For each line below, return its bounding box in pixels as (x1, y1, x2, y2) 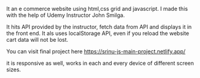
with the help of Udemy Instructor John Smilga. (6, 11, 125, 19)
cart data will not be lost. (6, 36, 69, 43)
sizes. (6, 66, 21, 73)
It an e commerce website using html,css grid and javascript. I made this (6, 5, 188, 12)
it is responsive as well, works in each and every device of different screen (6, 60, 194, 67)
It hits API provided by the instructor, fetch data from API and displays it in (6, 24, 192, 30)
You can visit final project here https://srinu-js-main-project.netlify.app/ (6, 48, 186, 55)
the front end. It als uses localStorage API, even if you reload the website (6, 30, 190, 37)
